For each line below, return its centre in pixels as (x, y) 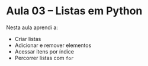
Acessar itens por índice (44, 51)
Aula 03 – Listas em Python (74, 11)
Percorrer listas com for (44, 58)
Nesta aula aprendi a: (32, 27)
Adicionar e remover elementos (53, 45)
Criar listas (28, 39)
